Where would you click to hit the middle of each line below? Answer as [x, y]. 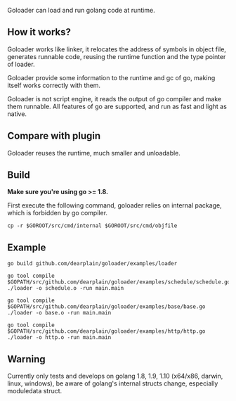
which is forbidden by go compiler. [57, 213]
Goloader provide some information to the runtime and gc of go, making [111, 77]
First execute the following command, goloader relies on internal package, [115, 205]
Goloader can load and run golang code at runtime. [81, 10]
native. [17, 114]
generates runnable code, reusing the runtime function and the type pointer [117, 56]
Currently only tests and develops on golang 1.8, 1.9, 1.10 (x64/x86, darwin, [115, 376]
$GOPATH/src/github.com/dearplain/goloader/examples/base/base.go [106, 307]
